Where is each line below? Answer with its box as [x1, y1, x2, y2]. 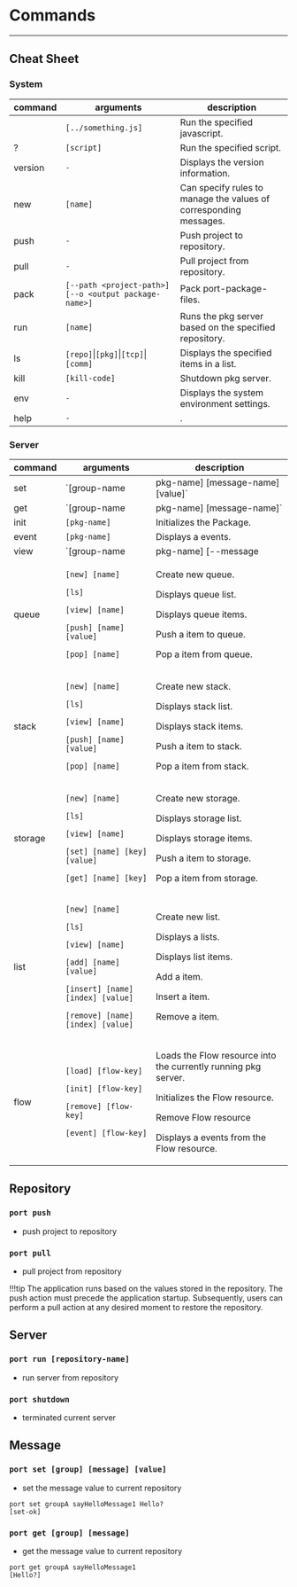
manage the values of [179, 192, 270, 205]
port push [9, 1208, 51, 1218]
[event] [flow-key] [65, 1128, 148, 1137]
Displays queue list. [156, 588, 237, 600]
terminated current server [21, 1411, 117, 1423]
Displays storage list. [156, 812, 242, 825]
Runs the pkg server [179, 309, 263, 322]
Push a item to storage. [156, 852, 252, 864]
